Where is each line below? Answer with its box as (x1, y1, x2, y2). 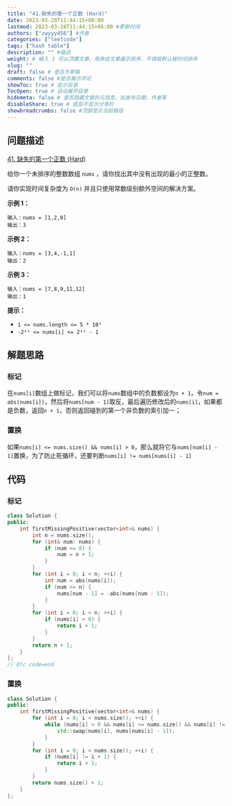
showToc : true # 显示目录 (7, 81, 78, 88)
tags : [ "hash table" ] (7, 42, 70, 49)
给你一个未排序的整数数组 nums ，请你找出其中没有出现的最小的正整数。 (7, 169, 212, 177)
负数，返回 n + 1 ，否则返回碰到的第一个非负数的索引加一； (13, 406, 181, 415)
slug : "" (7, 62, 33, 69)
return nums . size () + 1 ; (32, 779, 104, 787)
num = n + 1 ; (56, 551, 95, 558)
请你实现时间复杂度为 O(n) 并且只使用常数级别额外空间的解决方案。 (7, 184, 200, 192)
